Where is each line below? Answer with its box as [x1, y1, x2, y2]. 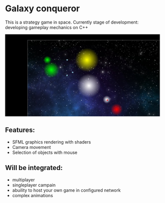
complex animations [12, 192, 53, 198]
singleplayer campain [12, 182, 56, 188]
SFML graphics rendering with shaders [12, 139, 91, 145]
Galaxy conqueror [5, 3, 80, 14]
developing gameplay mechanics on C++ [5, 24, 88, 30]
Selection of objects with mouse [12, 149, 78, 155]
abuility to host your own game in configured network [12, 187, 121, 193]
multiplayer [12, 176, 35, 182]
